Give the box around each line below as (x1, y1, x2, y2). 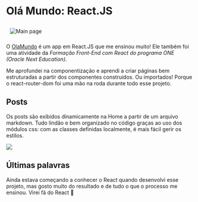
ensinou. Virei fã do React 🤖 (6, 189, 74, 196)
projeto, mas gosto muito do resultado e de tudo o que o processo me (6, 182, 178, 189)
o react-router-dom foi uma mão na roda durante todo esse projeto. (6, 79, 172, 87)
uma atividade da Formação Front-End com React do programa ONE (6, 49, 175, 56)
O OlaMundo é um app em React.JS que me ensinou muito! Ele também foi (6, 43, 189, 50)
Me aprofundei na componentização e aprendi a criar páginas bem (6, 67, 170, 74)
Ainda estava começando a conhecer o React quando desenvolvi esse (6, 176, 179, 183)
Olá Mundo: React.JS (6, 4, 113, 18)
